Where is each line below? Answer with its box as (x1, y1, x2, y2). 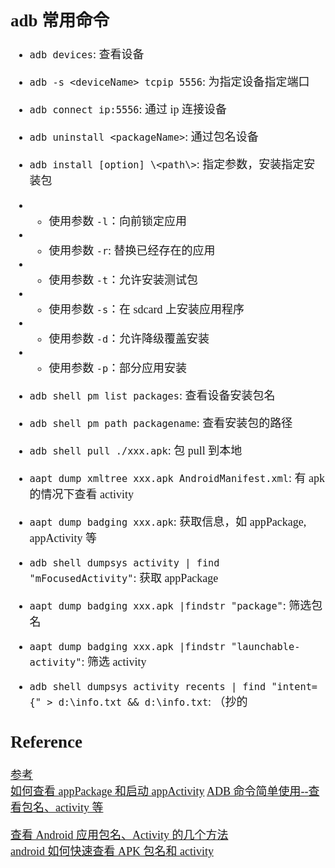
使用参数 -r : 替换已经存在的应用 (48, 244, 216, 258)
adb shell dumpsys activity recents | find (29, 681, 267, 694)
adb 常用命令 (10, 10, 110, 31)
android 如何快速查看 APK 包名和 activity (10, 845, 214, 859)
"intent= (271, 681, 318, 694)
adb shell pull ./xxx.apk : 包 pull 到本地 (29, 444, 243, 458)
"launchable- (230, 641, 301, 654)
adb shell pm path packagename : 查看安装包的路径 (29, 417, 293, 431)
